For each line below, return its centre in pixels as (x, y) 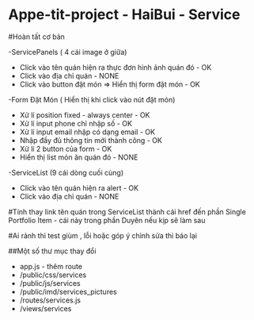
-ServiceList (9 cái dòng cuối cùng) (66, 172)
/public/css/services (53, 275)
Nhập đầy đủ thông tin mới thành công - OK (91, 140)
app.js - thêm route (51, 266)
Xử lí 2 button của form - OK (66, 148)
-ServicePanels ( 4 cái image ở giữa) (68, 52)
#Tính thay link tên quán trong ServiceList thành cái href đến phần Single (127, 211)
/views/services (45, 308)
